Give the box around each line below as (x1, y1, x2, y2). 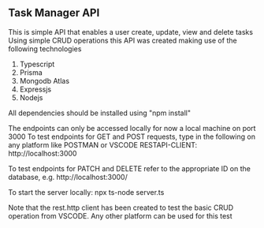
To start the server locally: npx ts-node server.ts (8, 187, 165, 196)
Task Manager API (8, 6, 100, 20)
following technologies (8, 43, 82, 54)
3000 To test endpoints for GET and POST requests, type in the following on (8, 132, 256, 141)
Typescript (19, 59, 55, 69)
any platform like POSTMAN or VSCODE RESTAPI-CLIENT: (8, 140, 198, 149)
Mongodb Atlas (19, 76, 69, 85)
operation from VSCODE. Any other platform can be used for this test (8, 211, 232, 220)
